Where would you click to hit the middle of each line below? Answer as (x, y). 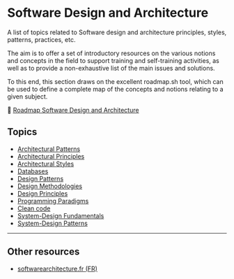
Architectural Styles (46, 164)
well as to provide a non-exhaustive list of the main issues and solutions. (111, 68)
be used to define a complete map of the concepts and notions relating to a (115, 89)
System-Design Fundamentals (61, 215)
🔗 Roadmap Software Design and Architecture (73, 110)
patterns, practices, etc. (41, 39)
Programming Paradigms (53, 201)
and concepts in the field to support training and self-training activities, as (113, 60)
